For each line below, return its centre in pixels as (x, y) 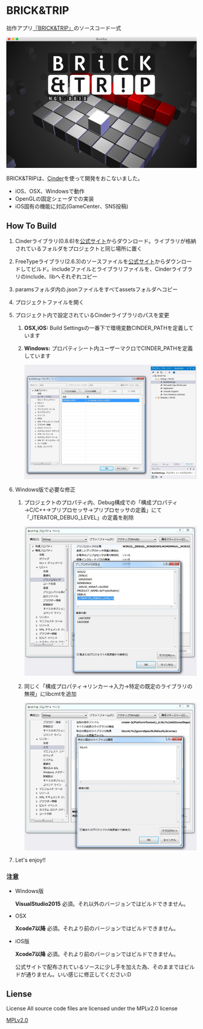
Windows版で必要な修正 (45, 489)
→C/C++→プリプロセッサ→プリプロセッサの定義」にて (93, 510)
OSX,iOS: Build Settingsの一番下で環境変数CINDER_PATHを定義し (106, 328)
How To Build (31, 226)
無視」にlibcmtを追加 (50, 694)
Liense (19, 994)
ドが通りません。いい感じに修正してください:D (73, 975)
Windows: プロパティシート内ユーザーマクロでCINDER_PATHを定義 (108, 349)
